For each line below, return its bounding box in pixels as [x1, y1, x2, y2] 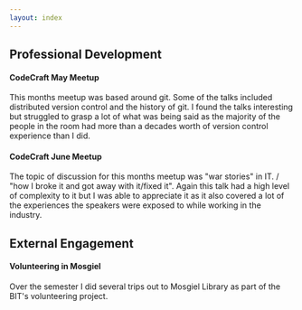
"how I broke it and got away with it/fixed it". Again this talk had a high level [9, 181, 290, 192]
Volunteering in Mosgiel [9, 261, 101, 272]
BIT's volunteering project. [9, 291, 109, 302]
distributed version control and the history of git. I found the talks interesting [9, 101, 294, 113]
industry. [9, 210, 42, 221]
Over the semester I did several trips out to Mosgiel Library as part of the [9, 281, 281, 292]
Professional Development [9, 47, 163, 62]
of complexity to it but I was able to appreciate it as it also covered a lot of [9, 191, 285, 202]
